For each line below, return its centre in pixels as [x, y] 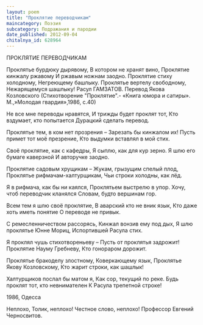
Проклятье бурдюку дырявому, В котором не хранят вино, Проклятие [98, 70]
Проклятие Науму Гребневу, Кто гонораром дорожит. [77, 249]
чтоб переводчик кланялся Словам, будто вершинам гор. [81, 194]
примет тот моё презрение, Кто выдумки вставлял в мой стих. [88, 139]
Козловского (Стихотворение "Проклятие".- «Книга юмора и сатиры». [98, 96]
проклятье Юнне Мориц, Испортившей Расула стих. [75, 230]
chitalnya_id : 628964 [34, 40]
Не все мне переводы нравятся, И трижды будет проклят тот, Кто [92, 114]
